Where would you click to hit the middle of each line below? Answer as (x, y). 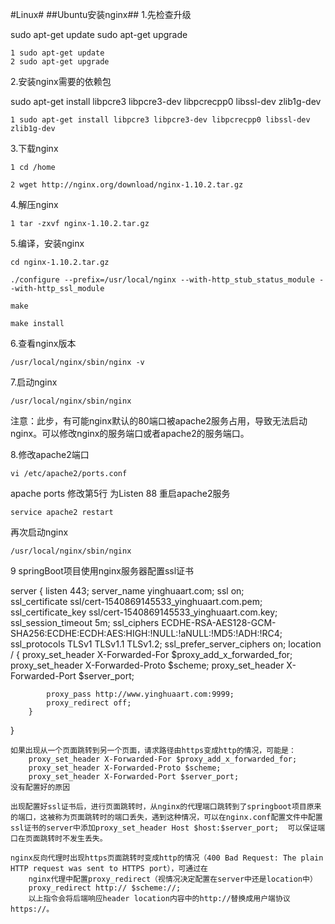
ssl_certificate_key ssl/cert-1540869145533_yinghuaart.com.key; (144, 612)
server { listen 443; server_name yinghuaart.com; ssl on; (127, 591)
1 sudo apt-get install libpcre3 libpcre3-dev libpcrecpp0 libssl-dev (160, 120)
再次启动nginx (39, 532)
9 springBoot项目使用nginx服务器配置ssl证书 (102, 571)
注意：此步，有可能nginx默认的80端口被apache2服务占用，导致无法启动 (159, 421)
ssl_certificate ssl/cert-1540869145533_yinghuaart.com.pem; (136, 601)
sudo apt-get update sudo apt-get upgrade (99, 34)
